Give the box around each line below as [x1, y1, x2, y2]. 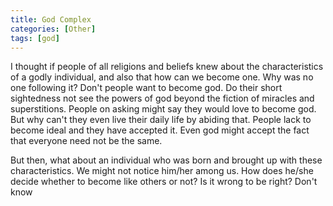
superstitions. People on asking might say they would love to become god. [10, 103, 317, 115]
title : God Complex [10, 14, 92, 25]
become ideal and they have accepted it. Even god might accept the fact [10, 124, 310, 136]
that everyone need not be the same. [10, 135, 163, 147]
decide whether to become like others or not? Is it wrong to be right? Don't [10, 176, 318, 188]
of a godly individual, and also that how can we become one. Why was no [10, 71, 314, 83]
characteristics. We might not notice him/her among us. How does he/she [10, 165, 314, 177]
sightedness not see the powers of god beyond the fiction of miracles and [10, 92, 315, 105]
